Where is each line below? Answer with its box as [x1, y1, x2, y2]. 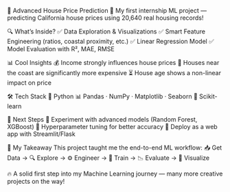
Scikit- [198, 92, 218, 100]
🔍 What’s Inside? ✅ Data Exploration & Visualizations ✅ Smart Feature [7, 27, 206, 36]
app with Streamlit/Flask [7, 130, 76, 138]
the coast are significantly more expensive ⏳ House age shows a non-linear [7, 69, 222, 77]
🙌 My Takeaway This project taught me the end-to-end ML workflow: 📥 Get [7, 143, 222, 152]
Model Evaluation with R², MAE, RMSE [7, 45, 115, 53]
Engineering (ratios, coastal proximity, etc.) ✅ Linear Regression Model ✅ [7, 38, 214, 45]
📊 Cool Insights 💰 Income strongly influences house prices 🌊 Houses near [7, 59, 220, 66]
